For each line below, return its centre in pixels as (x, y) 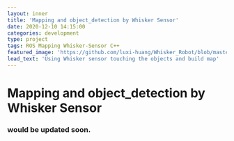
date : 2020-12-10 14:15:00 (46, 26)
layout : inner (28, 14)
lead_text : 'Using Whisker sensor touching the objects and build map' (113, 59)
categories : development (43, 33)
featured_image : (31, 53)
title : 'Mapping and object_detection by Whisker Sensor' (93, 20)
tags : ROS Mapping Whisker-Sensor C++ (63, 46)
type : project (28, 40)
